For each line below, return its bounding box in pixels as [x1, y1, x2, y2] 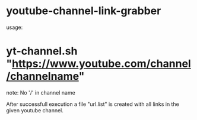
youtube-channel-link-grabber [6, 4, 161, 18]
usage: [6, 24, 23, 31]
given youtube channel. [6, 106, 64, 113]
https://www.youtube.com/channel [11, 57, 191, 70]
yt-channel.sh [6, 44, 78, 58]
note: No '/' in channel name [6, 89, 75, 96]
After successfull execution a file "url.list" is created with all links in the [6, 100, 179, 108]
